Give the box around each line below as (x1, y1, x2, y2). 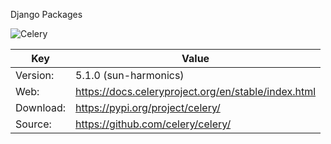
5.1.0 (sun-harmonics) (75, 69, 185, 82)
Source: (15, 117, 52, 131)
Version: (15, 69, 55, 82)
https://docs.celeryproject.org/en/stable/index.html (75, 85, 317, 98)
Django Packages (10, 9, 83, 20)
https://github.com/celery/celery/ (75, 117, 232, 131)
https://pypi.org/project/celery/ (75, 101, 221, 114)
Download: (15, 101, 67, 114)
